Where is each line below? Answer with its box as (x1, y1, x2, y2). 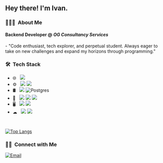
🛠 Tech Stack (5, 61, 41, 68)
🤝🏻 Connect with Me (5, 141, 57, 148)
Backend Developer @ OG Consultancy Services (5, 31, 109, 37)
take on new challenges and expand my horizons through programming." (5, 48, 156, 54)
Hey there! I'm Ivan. (5, 4, 68, 13)
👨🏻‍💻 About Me (5, 19, 43, 26)
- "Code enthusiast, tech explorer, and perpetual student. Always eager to (5, 43, 158, 49)
